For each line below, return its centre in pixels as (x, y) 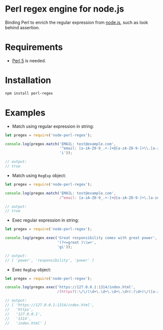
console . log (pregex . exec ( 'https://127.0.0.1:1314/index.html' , (70, 287)
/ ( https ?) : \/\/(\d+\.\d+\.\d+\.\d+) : (95, 292)
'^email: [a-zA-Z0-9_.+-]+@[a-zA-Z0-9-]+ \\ (104, 148)
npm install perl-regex (29, 93)
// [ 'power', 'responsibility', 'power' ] (50, 260)
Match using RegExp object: (39, 175)
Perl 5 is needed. (29, 61)
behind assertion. (23, 27)
